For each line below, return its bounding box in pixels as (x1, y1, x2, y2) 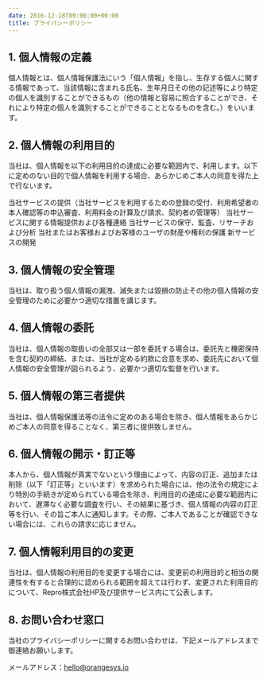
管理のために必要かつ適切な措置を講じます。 (14, 295, 161, 305)
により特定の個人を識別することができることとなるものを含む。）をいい (14, 103, 249, 112)
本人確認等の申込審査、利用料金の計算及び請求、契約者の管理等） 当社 (8, 208, 240, 217)
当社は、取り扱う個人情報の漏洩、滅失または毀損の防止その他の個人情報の (8, 286, 252, 295)
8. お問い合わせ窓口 (8, 613, 105, 627)
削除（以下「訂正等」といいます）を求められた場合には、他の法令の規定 (8, 480, 245, 489)
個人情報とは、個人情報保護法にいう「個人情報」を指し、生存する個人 (8, 73, 238, 83)
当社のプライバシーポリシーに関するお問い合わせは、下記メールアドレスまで (8, 635, 259, 645)
